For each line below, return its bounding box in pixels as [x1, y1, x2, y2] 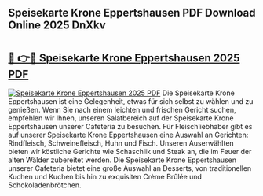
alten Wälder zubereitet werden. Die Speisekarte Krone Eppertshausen [8, 155, 237, 165]
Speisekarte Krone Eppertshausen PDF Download [8, 6, 256, 20]
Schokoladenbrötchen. [8, 180, 82, 190]
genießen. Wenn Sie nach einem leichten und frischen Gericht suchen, [8, 105, 237, 114]
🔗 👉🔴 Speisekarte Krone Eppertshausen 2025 [8, 51, 240, 65]
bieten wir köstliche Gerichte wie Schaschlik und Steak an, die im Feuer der [8, 147, 252, 156]
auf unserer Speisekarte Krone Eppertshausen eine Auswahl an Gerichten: [8, 130, 249, 139]
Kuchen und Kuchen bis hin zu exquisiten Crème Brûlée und [8, 172, 203, 181]
